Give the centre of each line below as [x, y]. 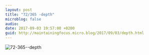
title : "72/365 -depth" [30, 14]
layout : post [19, 10]
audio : [12, 24]
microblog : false [23, 19]
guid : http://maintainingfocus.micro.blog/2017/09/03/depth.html [74, 33]
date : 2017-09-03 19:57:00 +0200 [40, 28]
